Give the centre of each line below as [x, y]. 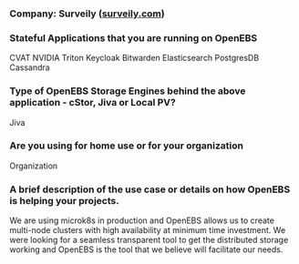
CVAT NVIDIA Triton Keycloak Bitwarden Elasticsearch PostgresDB [134, 58]
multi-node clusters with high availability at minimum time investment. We [148, 230]
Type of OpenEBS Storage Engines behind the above [128, 91]
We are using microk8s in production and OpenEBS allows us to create [142, 220]
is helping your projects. [65, 200]
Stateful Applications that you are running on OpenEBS [134, 37]
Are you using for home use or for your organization [127, 146]
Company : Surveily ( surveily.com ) [88, 14]
